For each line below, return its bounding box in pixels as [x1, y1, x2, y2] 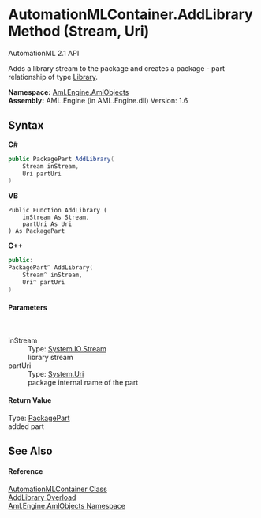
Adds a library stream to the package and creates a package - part [8, 63, 225, 73]
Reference [8, 467, 43, 476]
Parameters [8, 302, 47, 313]
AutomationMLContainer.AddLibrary [8, 6, 254, 24]
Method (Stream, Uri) [8, 22, 150, 40]
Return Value [8, 396, 52, 405]
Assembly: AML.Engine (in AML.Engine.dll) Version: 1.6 [8, 96, 188, 105]
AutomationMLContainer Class [8, 484, 108, 494]
